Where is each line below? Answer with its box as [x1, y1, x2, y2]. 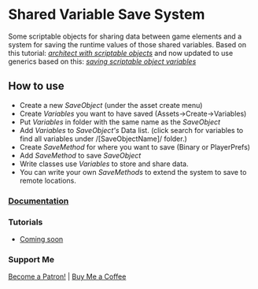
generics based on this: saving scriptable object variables [8, 57, 197, 66]
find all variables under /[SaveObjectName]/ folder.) [19, 134, 187, 143]
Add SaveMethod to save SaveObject [19, 150, 142, 160]
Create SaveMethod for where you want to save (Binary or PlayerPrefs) [19, 142, 250, 151]
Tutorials [8, 217, 43, 228]
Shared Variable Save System [8, 6, 205, 24]
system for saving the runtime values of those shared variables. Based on [8, 39, 246, 49]
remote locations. [19, 176, 77, 185]
